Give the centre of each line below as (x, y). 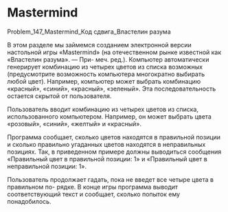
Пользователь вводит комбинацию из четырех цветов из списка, (103, 109)
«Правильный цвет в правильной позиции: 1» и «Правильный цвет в (107, 158)
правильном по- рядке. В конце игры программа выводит (93, 187)
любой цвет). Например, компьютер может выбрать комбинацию (104, 81)
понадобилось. (29, 201)
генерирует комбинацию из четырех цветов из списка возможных (105, 67)
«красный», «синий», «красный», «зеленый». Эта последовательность (112, 89)
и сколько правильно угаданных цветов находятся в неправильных (106, 144)
